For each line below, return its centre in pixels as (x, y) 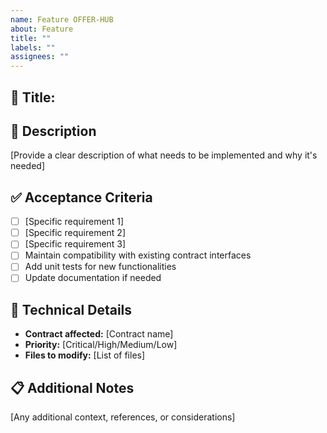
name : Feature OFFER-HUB (62, 19)
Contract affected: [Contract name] (99, 334)
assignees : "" (40, 57)
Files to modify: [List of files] (85, 355)
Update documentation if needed (93, 278)
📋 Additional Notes (72, 387)
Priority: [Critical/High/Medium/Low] (101, 345)
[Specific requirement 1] (74, 222)
